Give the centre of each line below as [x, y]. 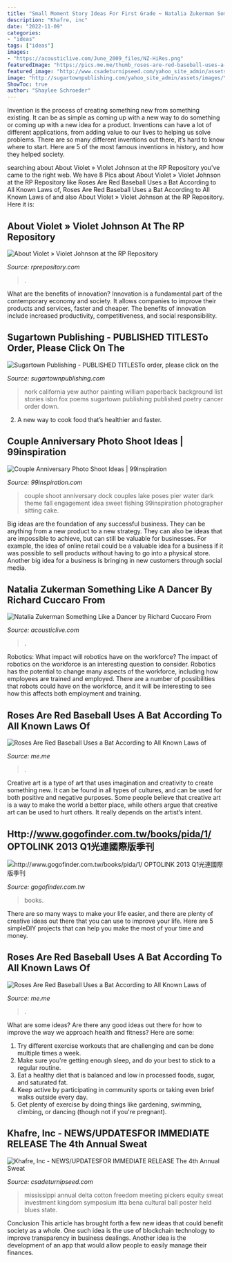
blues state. [41, 1210]
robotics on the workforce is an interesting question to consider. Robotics [112, 665]
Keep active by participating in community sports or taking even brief [116, 1089]
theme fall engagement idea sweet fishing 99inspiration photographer [123, 503]
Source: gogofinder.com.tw [46, 887]
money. [18, 936]
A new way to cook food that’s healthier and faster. [89, 419]
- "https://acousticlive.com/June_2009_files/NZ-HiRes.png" [96, 59]
